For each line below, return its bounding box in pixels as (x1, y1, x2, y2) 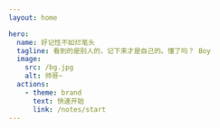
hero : (8, 29, 29, 39)
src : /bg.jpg (24, 63, 74, 72)
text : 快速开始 (32, 96, 85, 105)
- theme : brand (24, 87, 82, 97)
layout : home (8, 13, 58, 23)
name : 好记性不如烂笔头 (16, 38, 96, 47)
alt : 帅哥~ (24, 71, 63, 81)
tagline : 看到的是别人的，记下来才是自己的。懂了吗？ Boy (16, 46, 212, 55)
